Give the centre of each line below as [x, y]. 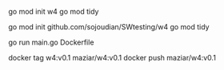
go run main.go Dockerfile [51, 42]
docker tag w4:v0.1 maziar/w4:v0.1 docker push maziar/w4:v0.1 [112, 58]
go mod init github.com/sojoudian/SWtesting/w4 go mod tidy [109, 27]
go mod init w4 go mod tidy [54, 12]
